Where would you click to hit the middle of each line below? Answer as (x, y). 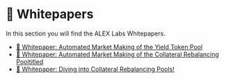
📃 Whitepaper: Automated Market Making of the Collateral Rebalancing (118, 54)
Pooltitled (30, 61)
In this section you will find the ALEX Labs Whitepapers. (86, 33)
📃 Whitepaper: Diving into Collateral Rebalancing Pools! (95, 69)
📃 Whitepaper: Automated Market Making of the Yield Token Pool (109, 47)
